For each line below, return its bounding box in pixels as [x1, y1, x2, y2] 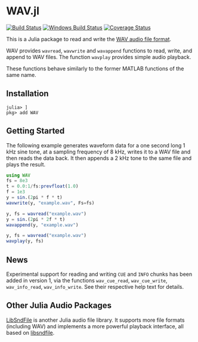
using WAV [6, 172, 31, 178]
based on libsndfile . [6, 329, 55, 336]
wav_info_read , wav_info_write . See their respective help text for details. [6, 284, 184, 290]
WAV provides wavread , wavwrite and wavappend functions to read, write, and [6, 47, 193, 54]
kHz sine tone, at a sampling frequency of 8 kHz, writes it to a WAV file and [6, 148, 191, 155]
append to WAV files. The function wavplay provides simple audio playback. [6, 53, 191, 60]
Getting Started [6, 126, 65, 136]
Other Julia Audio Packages [6, 300, 112, 311]
